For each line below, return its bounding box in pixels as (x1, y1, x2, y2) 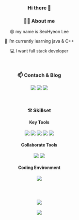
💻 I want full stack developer (10, 48, 68, 54)
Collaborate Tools (21, 142, 58, 148)
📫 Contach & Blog (17, 72, 61, 79)
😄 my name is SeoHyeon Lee (9, 29, 69, 35)
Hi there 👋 (27, 4, 51, 11)
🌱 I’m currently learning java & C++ (4, 38, 74, 44)
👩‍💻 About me (23, 17, 55, 24)
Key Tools (29, 120, 50, 125)
